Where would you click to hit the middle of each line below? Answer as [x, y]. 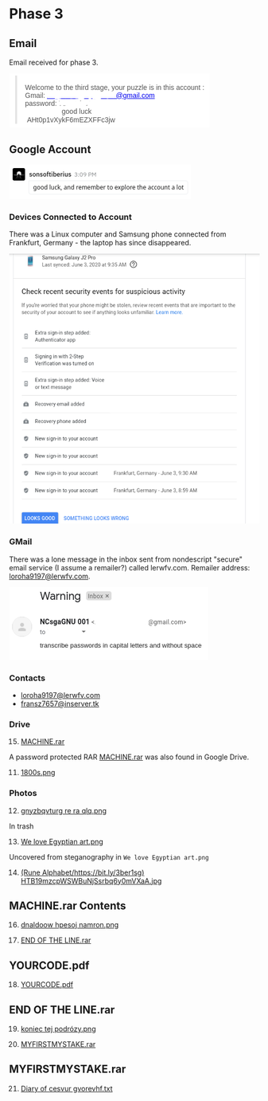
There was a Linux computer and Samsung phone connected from [118, 234]
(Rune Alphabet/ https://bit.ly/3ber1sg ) [82, 872]
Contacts [27, 678]
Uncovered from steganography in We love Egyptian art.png [109, 856]
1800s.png [38, 773]
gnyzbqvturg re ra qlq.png [63, 810]
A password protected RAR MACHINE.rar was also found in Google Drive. [129, 757]
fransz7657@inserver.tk [60, 703]
